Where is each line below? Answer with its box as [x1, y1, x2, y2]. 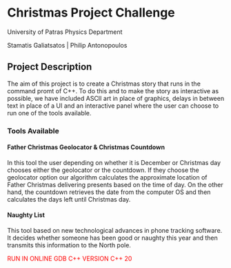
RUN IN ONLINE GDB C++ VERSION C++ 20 [7, 254, 132, 263]
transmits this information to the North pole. [7, 241, 131, 249]
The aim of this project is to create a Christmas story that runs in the [7, 79, 201, 88]
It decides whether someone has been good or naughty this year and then [7, 233, 219, 242]
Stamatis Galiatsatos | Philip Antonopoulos [7, 41, 128, 49]
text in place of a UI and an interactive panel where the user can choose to [7, 102, 219, 110]
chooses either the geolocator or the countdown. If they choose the [7, 166, 200, 174]
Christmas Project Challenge [7, 5, 176, 21]
